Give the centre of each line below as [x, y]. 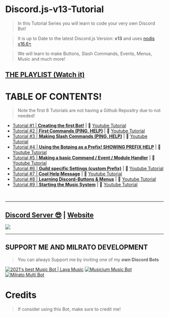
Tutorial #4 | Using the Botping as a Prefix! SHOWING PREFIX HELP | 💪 [87, 147]
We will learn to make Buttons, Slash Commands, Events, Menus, [85, 54]
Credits [21, 295]
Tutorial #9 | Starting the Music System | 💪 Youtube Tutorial [75, 185]
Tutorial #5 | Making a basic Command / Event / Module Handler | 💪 [83, 158]
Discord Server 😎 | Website [50, 215]
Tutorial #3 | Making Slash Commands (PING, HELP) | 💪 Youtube [80, 136]
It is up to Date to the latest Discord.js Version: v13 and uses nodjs [86, 38]
